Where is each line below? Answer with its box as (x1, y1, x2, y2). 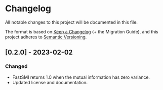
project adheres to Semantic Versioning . (5, 34, 87, 40)
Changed (5, 63, 28, 70)
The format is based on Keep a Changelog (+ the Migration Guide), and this (5, 29, 159, 34)
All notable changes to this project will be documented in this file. (5, 19, 138, 25)
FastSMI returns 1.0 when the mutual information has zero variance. (12, 74, 150, 80)
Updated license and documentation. (12, 79, 88, 85)
